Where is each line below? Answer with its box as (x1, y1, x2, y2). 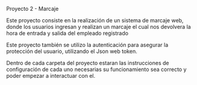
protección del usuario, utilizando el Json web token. (6, 48, 137, 55)
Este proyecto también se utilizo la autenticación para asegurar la (6, 42, 169, 48)
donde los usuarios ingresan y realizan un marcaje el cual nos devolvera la (6, 24, 191, 30)
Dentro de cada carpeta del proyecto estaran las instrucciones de (6, 60, 169, 66)
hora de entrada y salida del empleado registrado (6, 30, 128, 37)
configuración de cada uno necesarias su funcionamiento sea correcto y (6, 66, 187, 73)
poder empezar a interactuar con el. (6, 72, 95, 79)
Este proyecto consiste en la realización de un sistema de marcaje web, (6, 17, 184, 24)
